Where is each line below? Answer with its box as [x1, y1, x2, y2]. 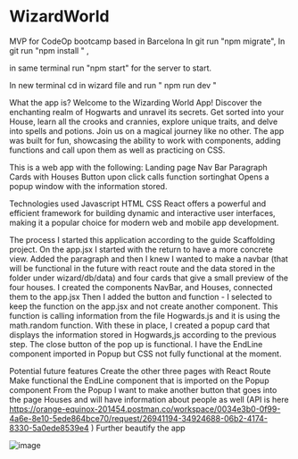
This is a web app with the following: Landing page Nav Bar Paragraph [9, 162, 268, 172]
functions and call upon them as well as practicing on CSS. [9, 145, 226, 155]
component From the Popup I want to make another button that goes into [9, 384, 277, 395]
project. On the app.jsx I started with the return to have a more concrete [9, 244, 274, 255]
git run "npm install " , [9, 45, 89, 55]
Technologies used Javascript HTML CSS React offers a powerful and [9, 198, 267, 209]
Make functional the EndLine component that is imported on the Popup [9, 375, 269, 386]
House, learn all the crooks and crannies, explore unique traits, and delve [9, 116, 278, 127]
